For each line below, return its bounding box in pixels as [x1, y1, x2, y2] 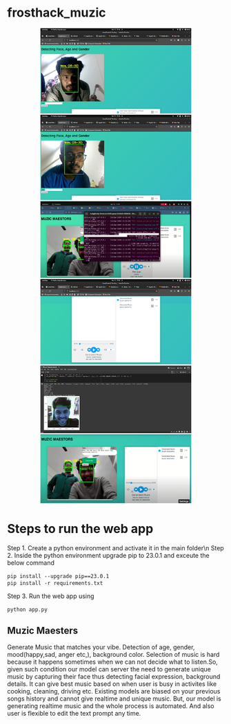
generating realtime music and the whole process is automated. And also [7, 702, 215, 710]
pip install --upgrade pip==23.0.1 [7, 572, 110, 579]
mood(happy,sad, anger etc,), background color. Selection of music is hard [7, 651, 220, 659]
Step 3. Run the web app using [7, 592, 94, 600]
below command [7, 559, 55, 567]
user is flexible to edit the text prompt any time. [7, 709, 141, 718]
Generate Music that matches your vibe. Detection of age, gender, [7, 643, 195, 651]
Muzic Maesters [7, 625, 79, 637]
